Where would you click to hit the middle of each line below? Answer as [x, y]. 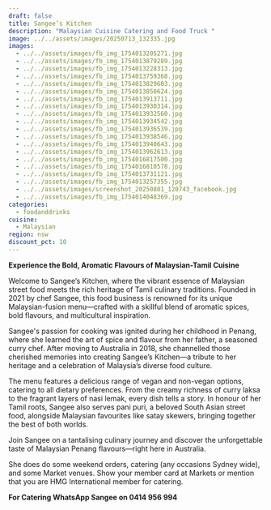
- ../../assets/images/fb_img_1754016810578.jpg [99, 167]
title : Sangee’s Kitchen [50, 24]
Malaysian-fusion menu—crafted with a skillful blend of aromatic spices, [129, 306]
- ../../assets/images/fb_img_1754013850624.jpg [99, 91]
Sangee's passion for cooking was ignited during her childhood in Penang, [133, 331]
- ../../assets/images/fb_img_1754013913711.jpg [99, 99]
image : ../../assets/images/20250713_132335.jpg [92, 39]
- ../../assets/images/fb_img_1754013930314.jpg [99, 106]
